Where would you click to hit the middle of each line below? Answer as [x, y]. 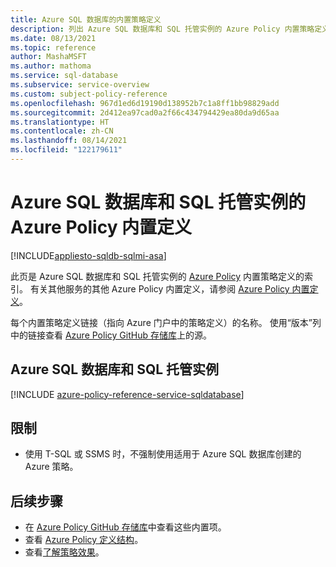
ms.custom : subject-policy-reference [89, 94]
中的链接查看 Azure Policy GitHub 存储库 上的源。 [111, 335]
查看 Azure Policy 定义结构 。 [84, 540]
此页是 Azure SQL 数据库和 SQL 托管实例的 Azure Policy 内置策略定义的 [157, 276]
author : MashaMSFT [48, 57]
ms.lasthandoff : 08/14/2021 [69, 141]
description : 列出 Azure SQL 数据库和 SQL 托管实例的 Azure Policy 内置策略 [162, 29]
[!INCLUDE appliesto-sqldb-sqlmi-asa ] [88, 255]
